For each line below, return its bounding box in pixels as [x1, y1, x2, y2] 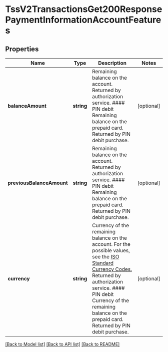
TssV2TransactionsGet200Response [5, 4, 162, 15]
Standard [91, 259, 114, 266]
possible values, [91, 247, 130, 254]
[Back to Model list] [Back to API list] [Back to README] [5, 341, 120, 347]
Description [98, 60, 126, 66]
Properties [5, 45, 39, 53]
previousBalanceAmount [7, 179, 68, 186]
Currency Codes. [91, 266, 132, 272]
